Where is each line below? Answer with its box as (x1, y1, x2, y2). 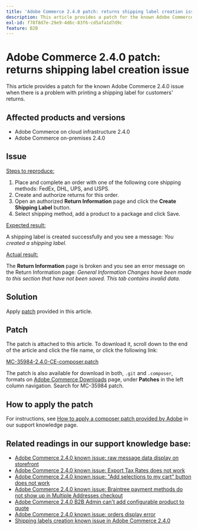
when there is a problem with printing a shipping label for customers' (6, 89, 173, 96)
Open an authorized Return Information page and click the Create (14, 198, 177, 205)
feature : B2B (6, 25, 38, 31)
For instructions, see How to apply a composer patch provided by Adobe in (6, 415, 189, 422)
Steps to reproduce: (6, 167, 55, 174)
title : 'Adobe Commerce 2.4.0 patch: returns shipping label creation (6, 8, 183, 15)
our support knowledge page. (6, 421, 78, 429)
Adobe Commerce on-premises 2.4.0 (14, 134, 105, 141)
